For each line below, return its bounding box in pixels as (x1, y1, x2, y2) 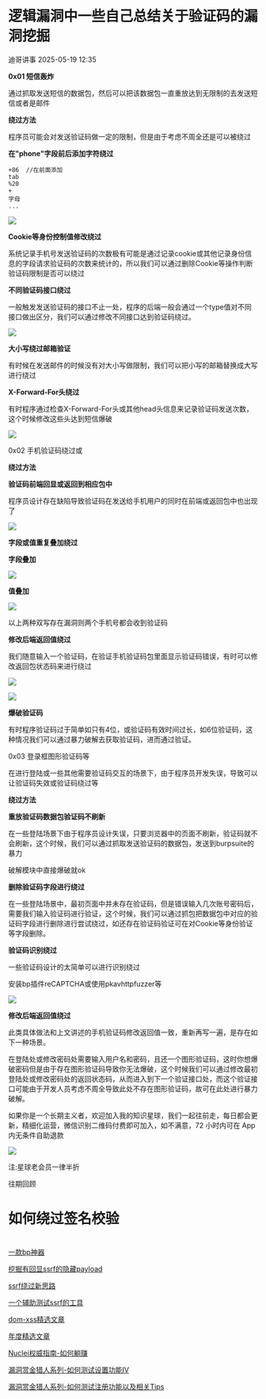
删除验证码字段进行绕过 (8, 882, 85, 891)
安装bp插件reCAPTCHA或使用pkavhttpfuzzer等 (8, 979, 162, 988)
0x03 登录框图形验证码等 (8, 751, 89, 761)
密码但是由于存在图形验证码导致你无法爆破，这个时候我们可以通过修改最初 (14, 1064, 258, 1074)
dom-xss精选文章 (8, 1315, 65, 1325)
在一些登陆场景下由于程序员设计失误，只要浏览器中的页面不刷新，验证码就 (8, 828, 251, 838)
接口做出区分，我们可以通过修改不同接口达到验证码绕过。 (8, 312, 196, 321)
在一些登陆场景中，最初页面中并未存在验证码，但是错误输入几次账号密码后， (8, 899, 258, 908)
